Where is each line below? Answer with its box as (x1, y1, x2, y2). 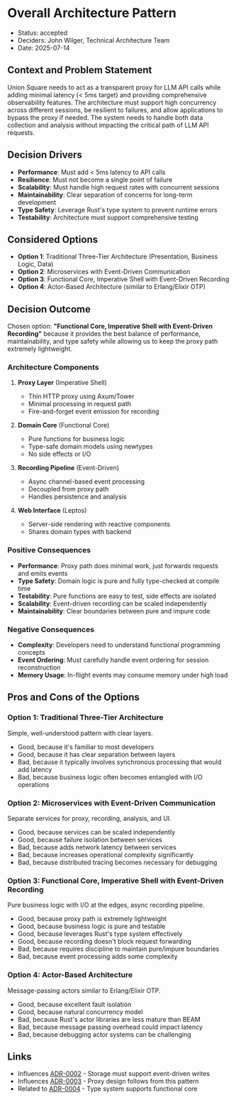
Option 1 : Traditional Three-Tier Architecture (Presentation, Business (17, 252, 218, 261)
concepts (17, 648, 46, 657)
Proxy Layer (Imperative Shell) (17, 379, 108, 387)
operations (17, 780, 50, 789)
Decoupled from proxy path (28, 485, 109, 494)
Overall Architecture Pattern (7, 5, 177, 21)
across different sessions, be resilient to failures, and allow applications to (7, 105, 223, 114)
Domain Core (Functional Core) (17, 421, 110, 430)
